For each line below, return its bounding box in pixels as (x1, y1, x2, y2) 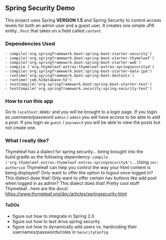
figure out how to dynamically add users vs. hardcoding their (12, 224, 138, 230)
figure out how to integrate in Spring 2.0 (12, 213, 94, 219)
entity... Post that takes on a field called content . (5, 27, 103, 34)
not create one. (5, 125, 36, 131)
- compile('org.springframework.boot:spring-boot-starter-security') (5, 52, 153, 57)
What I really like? (5, 137, 49, 144)
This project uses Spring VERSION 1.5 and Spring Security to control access (5, 17, 162, 23)
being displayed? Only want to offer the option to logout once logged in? (5, 169, 153, 175)
